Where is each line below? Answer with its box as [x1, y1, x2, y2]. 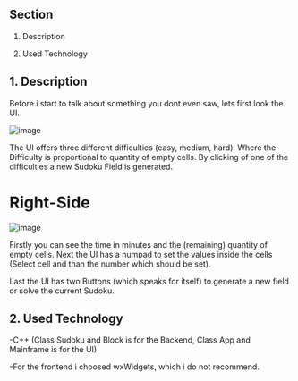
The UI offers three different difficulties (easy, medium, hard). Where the [9, 142, 277, 153]
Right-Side [9, 192, 91, 213]
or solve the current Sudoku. [9, 285, 115, 296]
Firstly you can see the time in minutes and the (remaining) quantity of [9, 239, 268, 250]
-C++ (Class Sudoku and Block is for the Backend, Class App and [9, 334, 251, 345]
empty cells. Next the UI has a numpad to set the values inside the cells [9, 249, 273, 259]
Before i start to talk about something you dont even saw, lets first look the [9, 97, 284, 108]
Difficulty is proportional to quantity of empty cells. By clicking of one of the [9, 151, 289, 162]
